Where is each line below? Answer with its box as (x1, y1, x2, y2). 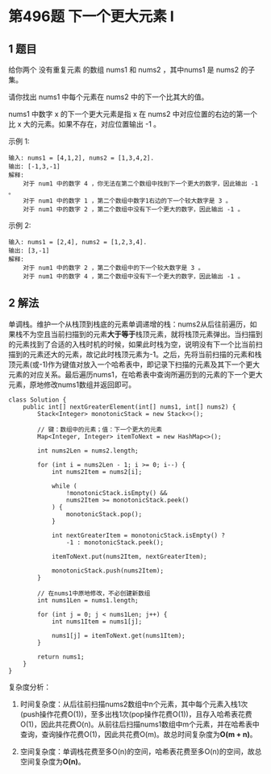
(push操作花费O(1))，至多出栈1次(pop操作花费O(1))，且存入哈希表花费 (19, 709, 252, 718)
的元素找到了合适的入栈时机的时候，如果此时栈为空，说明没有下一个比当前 (8, 339, 256, 349)
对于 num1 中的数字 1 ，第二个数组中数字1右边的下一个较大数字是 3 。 (23, 197, 232, 205)
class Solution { (8, 396, 67, 404)
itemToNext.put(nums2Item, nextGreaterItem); (51, 552, 207, 560)
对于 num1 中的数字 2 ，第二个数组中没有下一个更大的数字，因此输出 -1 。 (23, 206, 244, 214)
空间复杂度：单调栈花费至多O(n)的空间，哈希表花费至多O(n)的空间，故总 (19, 747, 262, 756)
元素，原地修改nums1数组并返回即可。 (8, 380, 135, 389)
